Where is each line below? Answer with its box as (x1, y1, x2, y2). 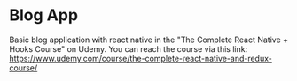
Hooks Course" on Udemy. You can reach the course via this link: (9, 43, 248, 54)
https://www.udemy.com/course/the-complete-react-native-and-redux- (9, 53, 272, 63)
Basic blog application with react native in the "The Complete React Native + (9, 34, 288, 45)
